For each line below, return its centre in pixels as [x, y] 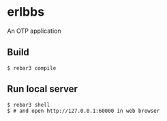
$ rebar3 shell [29, 105]
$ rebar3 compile [32, 68]
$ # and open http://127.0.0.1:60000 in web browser [83, 111]
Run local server [43, 89]
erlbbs [26, 12]
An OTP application [34, 31]
